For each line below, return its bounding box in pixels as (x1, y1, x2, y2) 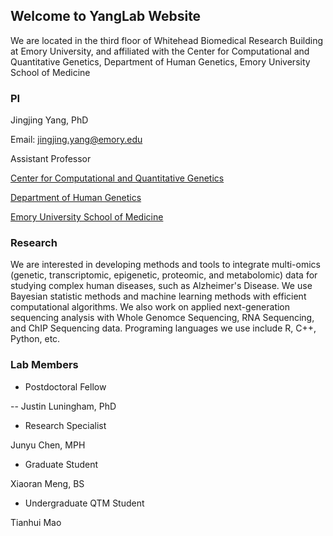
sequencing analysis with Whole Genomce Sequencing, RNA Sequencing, (10, 312, 315, 324)
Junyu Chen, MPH (10, 439, 86, 451)
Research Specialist (24, 419, 107, 431)
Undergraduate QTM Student (24, 497, 145, 509)
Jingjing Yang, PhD (10, 114, 89, 126)
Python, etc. (10, 333, 61, 345)
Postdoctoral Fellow (24, 380, 107, 393)
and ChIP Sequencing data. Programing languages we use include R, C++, (10, 322, 317, 334)
